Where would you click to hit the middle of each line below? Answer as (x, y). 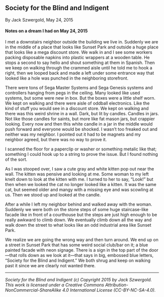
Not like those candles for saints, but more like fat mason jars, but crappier (80, 119)
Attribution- (117, 285)
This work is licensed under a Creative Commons (55, 285)
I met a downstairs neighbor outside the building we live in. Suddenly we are (82, 42)
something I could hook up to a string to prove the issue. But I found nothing (82, 154)
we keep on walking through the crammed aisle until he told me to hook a (79, 68)
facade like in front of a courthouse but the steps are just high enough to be (81, 215)
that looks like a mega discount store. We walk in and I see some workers (79, 52)
